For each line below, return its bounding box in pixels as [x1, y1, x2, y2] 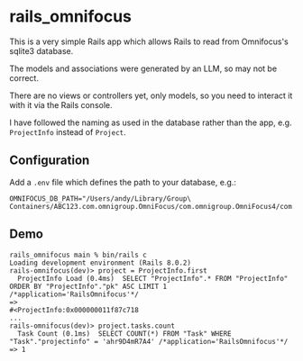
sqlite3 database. [9, 45, 74, 56]
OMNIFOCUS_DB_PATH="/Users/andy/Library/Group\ [9, 194, 192, 203]
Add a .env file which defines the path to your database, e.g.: [9, 176, 237, 187]
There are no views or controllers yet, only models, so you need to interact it [9, 90, 293, 101]
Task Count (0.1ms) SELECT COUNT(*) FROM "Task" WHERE [17, 329, 232, 338]
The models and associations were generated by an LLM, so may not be [9, 63, 278, 74]
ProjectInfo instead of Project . [9, 126, 126, 137]
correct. [9, 72, 39, 83]
